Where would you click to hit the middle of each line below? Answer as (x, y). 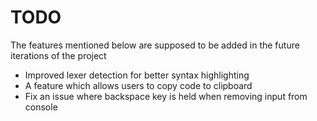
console (41, 107)
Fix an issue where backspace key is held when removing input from (166, 96)
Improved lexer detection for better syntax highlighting (137, 75)
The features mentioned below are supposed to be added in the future (155, 45)
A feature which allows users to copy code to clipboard (138, 85)
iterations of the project (58, 55)
